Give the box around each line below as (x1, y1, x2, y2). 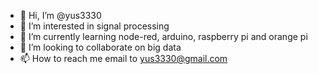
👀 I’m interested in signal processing (19, 20, 170, 32)
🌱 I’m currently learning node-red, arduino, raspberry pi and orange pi (19, 31, 308, 42)
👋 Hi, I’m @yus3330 (19, 10, 102, 21)
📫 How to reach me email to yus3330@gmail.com (19, 53, 228, 64)
